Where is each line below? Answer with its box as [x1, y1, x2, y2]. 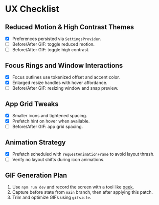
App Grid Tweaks [5, 100, 59, 108]
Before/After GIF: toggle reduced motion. [12, 41, 95, 47]
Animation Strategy [5, 138, 66, 146]
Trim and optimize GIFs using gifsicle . [12, 194, 91, 200]
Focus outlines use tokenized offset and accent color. [12, 74, 120, 80]
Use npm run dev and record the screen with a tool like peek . [12, 184, 134, 190]
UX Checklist [5, 3, 60, 15]
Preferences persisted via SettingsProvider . [12, 36, 102, 41]
